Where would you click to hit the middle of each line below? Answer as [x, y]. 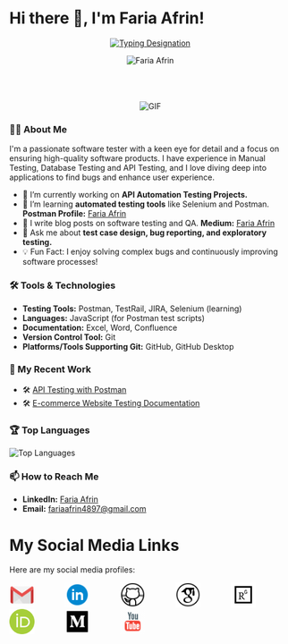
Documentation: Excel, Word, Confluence [100, 327]
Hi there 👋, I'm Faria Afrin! [107, 18]
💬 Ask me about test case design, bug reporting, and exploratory [144, 233]
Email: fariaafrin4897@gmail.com [84, 509]
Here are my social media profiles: [72, 570]
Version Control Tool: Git [69, 337]
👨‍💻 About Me [38, 129]
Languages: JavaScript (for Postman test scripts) [114, 318]
